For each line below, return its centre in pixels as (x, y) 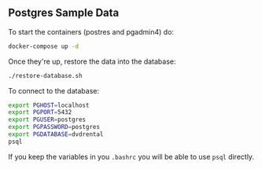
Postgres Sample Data (64, 13)
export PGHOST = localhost (49, 105)
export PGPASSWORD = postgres (54, 127)
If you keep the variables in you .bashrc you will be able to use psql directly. (131, 156)
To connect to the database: (54, 90)
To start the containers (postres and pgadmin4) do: (91, 31)
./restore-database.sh (45, 75)
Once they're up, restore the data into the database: (92, 61)
